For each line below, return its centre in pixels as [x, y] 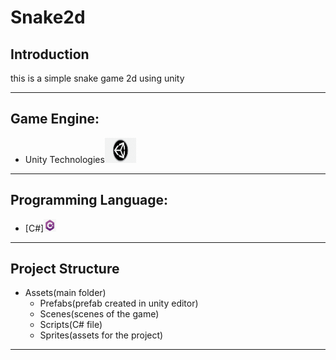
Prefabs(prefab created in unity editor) [119, 303]
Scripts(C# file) [71, 325]
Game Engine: [55, 119]
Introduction [50, 54]
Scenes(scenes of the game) [99, 314]
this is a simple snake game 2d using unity [97, 78]
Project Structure [65, 269]
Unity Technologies [64, 159]
